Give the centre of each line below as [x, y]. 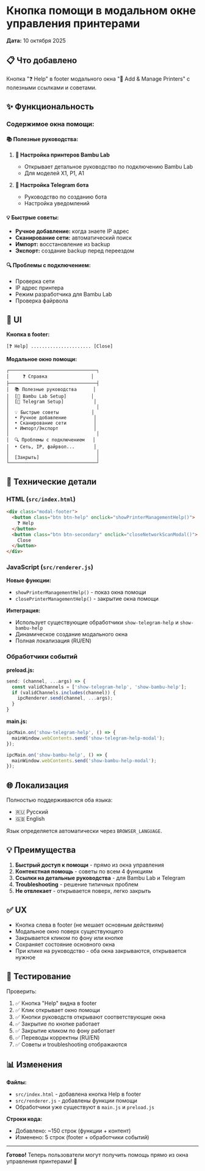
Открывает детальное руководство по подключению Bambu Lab [109, 167]
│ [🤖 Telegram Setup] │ [52, 402]
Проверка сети [35, 281]
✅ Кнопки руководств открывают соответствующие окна [90, 1017]
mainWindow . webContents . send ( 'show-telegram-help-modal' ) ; [88, 738]
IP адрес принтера [39, 287]
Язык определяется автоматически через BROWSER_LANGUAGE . [85, 831]
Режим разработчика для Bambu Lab [63, 294]
